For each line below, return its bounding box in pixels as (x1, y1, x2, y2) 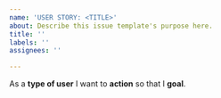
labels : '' (9, 37, 50, 47)
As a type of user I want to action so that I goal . (9, 78, 186, 89)
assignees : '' (9, 46, 62, 55)
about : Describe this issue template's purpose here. (9, 21, 214, 30)
